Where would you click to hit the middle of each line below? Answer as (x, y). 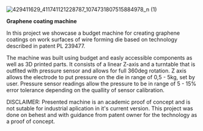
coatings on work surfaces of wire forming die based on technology (92, 39)
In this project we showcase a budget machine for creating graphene (93, 33)
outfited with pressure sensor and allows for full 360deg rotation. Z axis (96, 71)
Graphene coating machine (42, 21)
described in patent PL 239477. (46, 46)
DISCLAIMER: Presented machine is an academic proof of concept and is (98, 102)
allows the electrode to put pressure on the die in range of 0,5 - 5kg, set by (101, 77)
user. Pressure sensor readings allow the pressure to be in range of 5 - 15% (102, 83)
